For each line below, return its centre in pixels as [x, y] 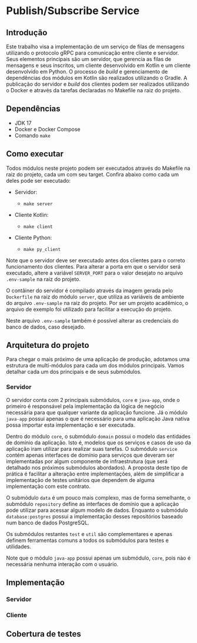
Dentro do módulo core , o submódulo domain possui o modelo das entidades [98, 436]
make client [38, 227]
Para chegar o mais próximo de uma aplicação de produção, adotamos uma [98, 359]
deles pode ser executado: [39, 180]
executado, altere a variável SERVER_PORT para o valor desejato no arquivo [95, 273]
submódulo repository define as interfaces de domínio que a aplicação [93, 504]
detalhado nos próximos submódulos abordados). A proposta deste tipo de [97, 467]
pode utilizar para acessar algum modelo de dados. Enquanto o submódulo [97, 510]
